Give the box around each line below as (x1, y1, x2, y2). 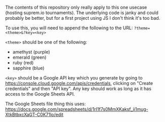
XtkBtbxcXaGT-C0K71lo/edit (5, 111, 64, 117)
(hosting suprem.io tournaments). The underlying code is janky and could (5, 10, 158, 16)
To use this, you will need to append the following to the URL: (5, 25, 133, 31)
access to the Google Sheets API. (5, 91, 75, 97)
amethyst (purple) (12, 49, 51, 55)
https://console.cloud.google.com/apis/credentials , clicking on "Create (5, 80, 153, 86)
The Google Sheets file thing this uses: (5, 101, 86, 107)
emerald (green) (12, 54, 47, 60)
